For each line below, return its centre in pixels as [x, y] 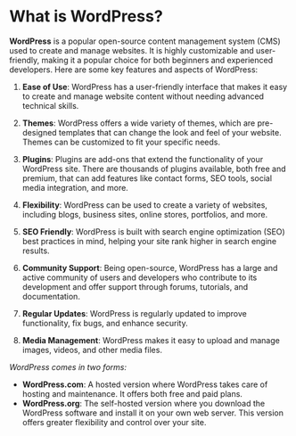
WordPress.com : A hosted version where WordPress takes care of [145, 384]
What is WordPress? [86, 16]
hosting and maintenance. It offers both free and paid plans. [132, 393]
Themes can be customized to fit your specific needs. [121, 142]
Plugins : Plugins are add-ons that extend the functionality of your [143, 159]
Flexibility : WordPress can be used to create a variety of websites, [144, 205]
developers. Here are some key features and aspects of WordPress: [134, 70]
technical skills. [50, 105]
